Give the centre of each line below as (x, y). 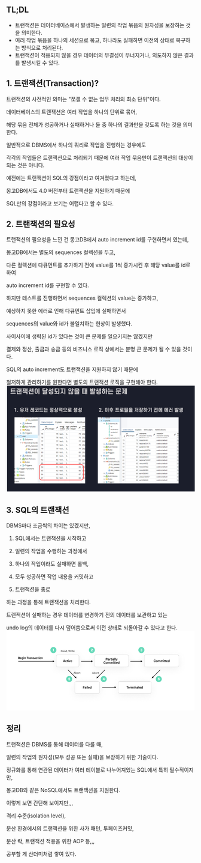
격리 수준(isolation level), (36, 816)
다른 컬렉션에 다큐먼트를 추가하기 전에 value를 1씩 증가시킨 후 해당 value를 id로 (98, 265)
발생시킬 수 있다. (40, 62)
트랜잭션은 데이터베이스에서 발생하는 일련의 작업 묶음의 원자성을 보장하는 (100, 25)
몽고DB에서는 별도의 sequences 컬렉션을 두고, (61, 252)
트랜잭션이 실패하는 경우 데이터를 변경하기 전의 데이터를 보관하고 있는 (87, 615)
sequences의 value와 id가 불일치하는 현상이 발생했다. (69, 324)
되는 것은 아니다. (25, 165)
